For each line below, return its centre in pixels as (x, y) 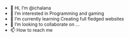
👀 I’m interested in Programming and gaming (57, 13)
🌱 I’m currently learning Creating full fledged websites (67, 19)
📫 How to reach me (31, 30)
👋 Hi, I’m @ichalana (30, 8)
